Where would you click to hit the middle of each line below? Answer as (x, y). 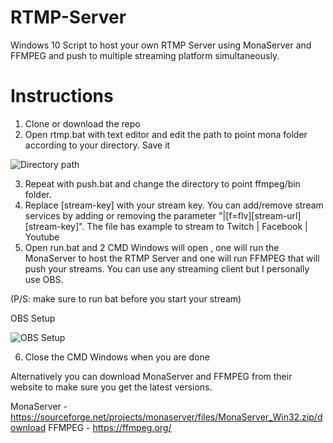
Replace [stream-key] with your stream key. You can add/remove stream (174, 205)
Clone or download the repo (82, 123)
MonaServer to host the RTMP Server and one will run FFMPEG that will (172, 258)
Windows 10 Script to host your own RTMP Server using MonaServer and (161, 45)
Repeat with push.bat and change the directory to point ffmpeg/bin (162, 183)
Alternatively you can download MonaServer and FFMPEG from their (151, 376)
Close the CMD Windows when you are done (117, 357)
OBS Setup (33, 318)
